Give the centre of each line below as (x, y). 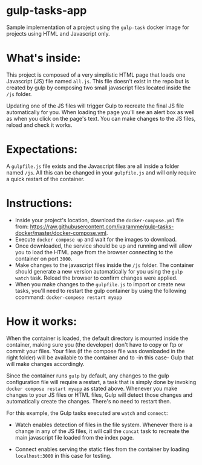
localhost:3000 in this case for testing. (63, 455)
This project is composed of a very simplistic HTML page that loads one (96, 75)
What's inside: (44, 58)
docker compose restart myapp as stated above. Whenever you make (92, 388)
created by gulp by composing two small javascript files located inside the (99, 88)
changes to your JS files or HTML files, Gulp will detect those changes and (99, 395)
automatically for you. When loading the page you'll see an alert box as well (100, 112)
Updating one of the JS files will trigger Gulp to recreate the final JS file (95, 106)
